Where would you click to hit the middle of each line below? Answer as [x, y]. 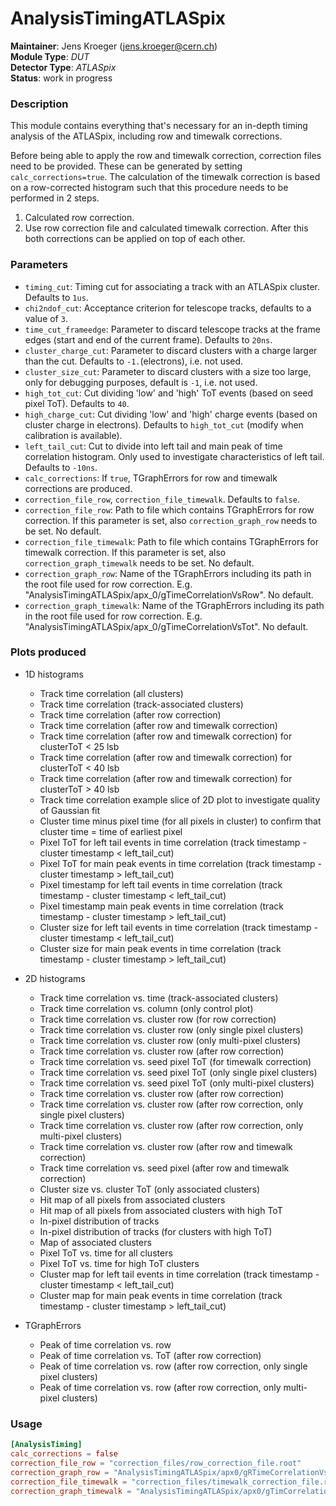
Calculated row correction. [79, 218]
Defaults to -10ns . [61, 467]
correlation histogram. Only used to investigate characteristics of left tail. [174, 456]
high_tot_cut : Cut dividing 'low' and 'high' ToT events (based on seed [169, 393]
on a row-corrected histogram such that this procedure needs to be [149, 188]
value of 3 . [46, 318]
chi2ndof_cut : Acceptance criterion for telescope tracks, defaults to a [168, 308]
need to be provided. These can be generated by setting [126, 166]
